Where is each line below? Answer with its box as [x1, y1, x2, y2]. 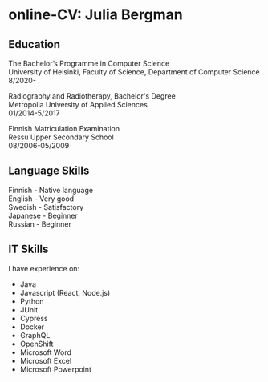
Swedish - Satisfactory [8, 202, 84, 211]
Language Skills [8, 164, 90, 178]
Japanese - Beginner [8, 211, 78, 220]
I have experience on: [8, 263, 80, 273]
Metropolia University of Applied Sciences [8, 100, 148, 109]
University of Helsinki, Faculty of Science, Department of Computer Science [8, 67, 261, 77]
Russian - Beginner [8, 219, 72, 229]
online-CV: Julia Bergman [8, 6, 183, 24]
